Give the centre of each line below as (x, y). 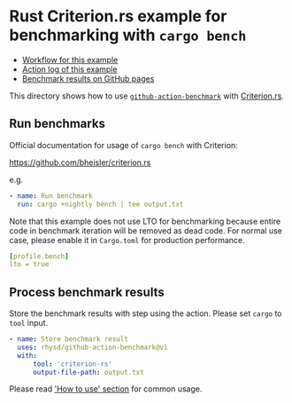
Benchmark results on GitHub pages (88, 78)
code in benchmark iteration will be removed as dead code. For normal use (146, 230)
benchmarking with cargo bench (128, 35)
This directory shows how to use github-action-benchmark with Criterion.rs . (147, 96)
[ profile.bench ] (39, 256)
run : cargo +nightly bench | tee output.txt (100, 204)
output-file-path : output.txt (88, 372)
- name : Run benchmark (51, 196)
